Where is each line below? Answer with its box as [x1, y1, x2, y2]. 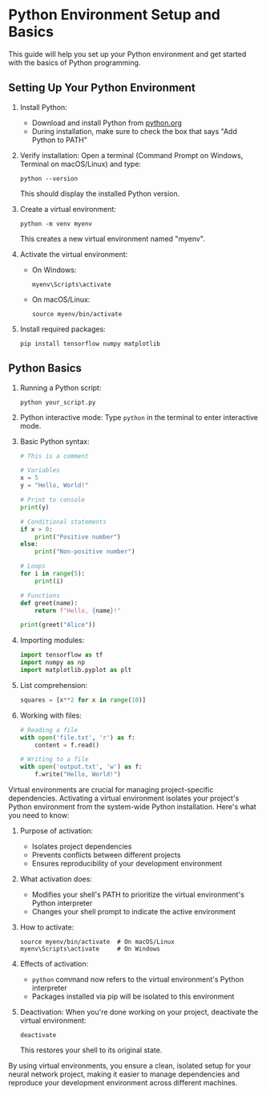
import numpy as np [19, 658, 86, 667]
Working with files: [19, 710, 82, 720]
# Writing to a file [19, 755, 89, 763]
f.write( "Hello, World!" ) [34, 771, 122, 779]
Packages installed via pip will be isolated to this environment [31, 991, 235, 1001]
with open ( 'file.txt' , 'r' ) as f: [19, 733, 135, 742]
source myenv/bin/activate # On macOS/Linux [19, 938, 175, 946]
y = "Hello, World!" [19, 482, 89, 490]
